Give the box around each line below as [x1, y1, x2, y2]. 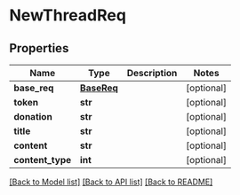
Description [126, 67, 178, 79]
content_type [13, 154, 72, 166]
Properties [9, 41, 69, 56]
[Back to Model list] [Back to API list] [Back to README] [9, 176, 213, 187]
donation [13, 111, 53, 122]
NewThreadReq [9, 5, 127, 26]
